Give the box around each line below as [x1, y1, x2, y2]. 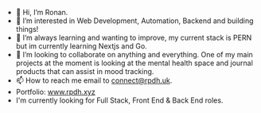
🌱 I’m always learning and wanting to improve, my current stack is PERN [15, 33, 252, 42]
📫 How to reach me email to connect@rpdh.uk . [15, 76, 173, 85]
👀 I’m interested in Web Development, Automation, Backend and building [15, 16, 254, 25]
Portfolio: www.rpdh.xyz [15, 88, 95, 96]
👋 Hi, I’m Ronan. [15, 8, 68, 17]
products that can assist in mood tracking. [15, 67, 154, 76]
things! [15, 25, 39, 33]
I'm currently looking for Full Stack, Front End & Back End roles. [15, 95, 224, 105]
